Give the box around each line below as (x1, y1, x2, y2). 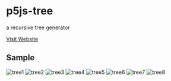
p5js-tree (6, 4, 53, 18)
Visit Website (6, 35, 39, 42)
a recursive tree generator (6, 24, 70, 31)
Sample (6, 52, 35, 63)
